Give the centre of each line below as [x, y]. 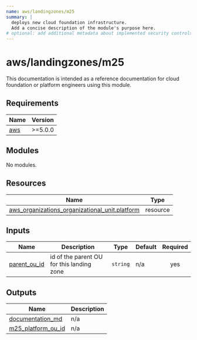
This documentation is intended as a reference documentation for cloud [93, 79]
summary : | [19, 17]
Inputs [18, 230]
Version [43, 120]
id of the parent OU [77, 257]
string [121, 264]
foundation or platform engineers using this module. [69, 85]
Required [175, 247]
